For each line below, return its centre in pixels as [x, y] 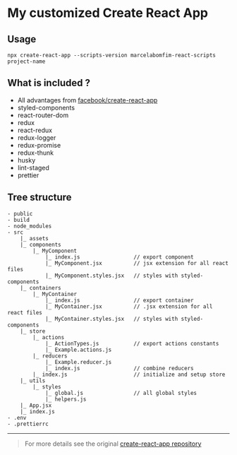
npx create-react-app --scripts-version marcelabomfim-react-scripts [112, 55]
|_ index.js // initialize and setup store [129, 374]
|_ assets [35, 238]
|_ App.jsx [36, 405]
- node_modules [30, 226]
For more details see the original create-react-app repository [113, 444]
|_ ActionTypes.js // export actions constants [132, 343]
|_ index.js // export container [119, 300]
